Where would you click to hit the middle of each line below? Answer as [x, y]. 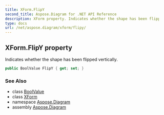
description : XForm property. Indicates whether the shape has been [76, 19]
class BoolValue [28, 92]
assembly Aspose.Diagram [39, 107]
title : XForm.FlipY [25, 10]
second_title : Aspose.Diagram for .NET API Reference [61, 14]
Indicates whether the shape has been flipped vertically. [61, 59]
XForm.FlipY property [39, 48]
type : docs [16, 23]
